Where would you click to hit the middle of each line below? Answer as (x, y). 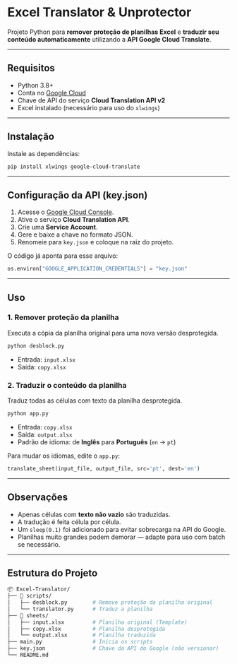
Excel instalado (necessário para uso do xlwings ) (89, 107)
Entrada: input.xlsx (47, 359)
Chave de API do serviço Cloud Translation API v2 (91, 100)
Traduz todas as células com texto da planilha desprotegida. (95, 401)
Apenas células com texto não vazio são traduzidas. (94, 514)
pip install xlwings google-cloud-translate (74, 167)
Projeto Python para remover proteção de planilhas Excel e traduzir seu (113, 32)
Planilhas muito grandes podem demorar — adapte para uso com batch (121, 537)
